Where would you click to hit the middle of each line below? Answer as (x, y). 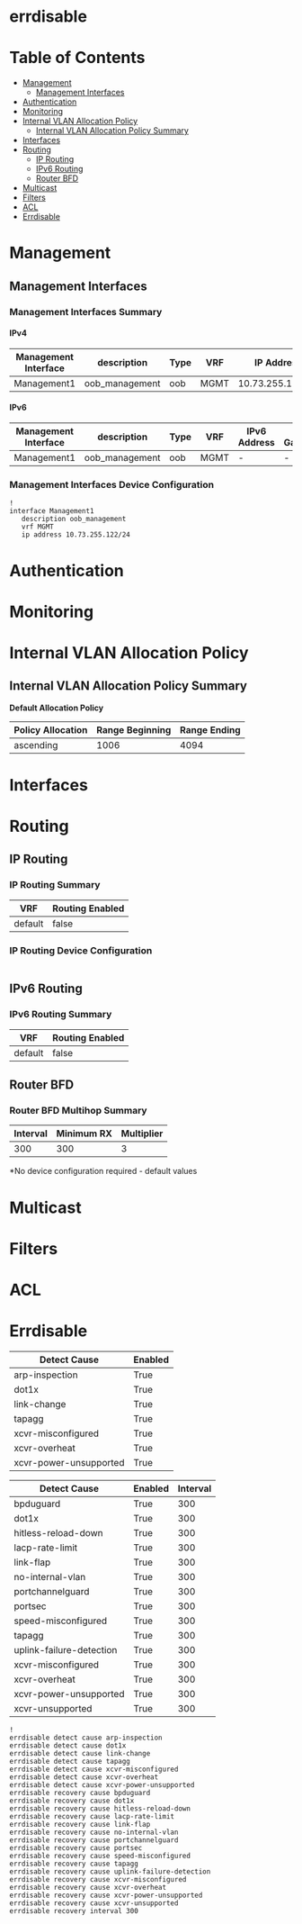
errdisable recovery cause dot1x (72, 1801)
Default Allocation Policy (57, 708)
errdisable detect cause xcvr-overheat (84, 1777)
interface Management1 (52, 511)
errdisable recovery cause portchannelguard (94, 1840)
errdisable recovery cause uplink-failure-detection (110, 1871)
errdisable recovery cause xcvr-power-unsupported (106, 1895)
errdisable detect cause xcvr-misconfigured (94, 1769)
